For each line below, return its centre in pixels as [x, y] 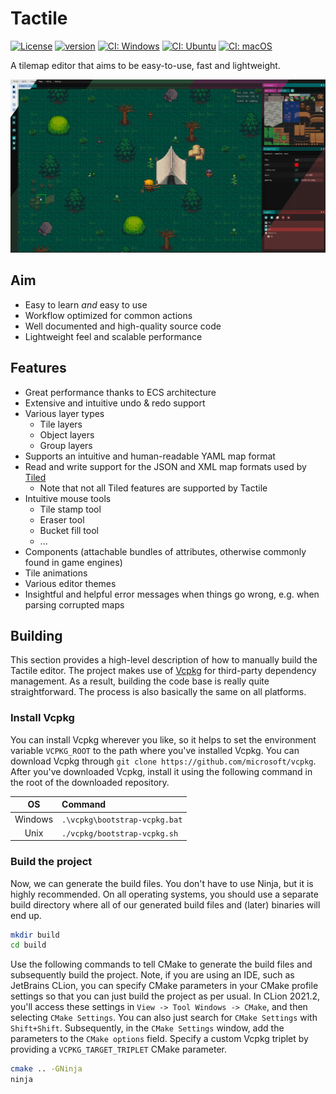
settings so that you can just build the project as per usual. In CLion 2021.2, [165, 996]
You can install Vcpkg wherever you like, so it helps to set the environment [163, 739]
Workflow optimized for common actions [108, 315]
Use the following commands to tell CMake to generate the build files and [161, 964]
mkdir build [35, 935]
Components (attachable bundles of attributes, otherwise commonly [165, 551]
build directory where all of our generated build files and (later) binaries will [165, 904]
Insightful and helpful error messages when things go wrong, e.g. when [172, 594]
